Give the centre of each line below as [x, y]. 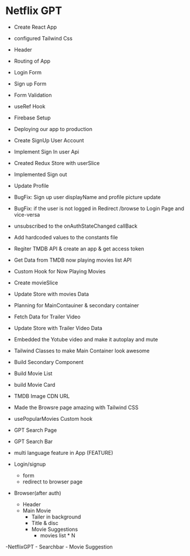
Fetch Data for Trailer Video [47, 317]
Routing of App [32, 61]
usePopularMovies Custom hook [53, 418]
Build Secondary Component [49, 362]
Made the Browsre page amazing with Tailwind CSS [76, 407]
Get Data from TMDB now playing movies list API [73, 260]
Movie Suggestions [55, 529]
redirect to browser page [53, 482]
